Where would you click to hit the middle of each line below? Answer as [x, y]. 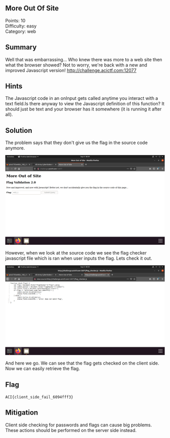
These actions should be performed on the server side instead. [71, 430]
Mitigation [22, 413]
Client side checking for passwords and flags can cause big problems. [79, 425]
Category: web [21, 31]
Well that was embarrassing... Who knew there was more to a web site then [84, 59]
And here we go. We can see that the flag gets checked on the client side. [82, 363]
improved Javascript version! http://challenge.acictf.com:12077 [71, 70]
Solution [19, 131]
